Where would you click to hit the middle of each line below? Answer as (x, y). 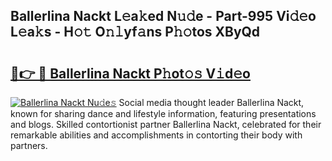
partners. (29, 145)
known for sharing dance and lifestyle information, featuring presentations (163, 113)
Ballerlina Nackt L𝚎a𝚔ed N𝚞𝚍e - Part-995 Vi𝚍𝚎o (163, 16)
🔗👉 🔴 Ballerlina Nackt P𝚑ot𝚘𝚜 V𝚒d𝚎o (130, 73)
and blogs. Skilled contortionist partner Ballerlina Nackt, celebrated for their (166, 124)
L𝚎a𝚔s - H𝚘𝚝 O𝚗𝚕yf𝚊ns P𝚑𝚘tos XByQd (135, 32)
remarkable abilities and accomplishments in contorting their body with (156, 135)
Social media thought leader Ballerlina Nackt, (211, 102)
